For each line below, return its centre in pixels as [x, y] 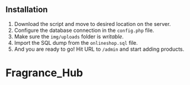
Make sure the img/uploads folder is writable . [69, 36]
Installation [27, 10]
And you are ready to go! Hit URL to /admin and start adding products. [99, 49]
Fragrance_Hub [44, 73]
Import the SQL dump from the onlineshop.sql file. [76, 42]
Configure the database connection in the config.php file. [84, 30]
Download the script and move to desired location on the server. [92, 24]
